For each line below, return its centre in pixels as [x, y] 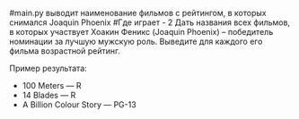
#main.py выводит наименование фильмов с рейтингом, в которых [138, 13]
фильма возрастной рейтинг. [65, 51]
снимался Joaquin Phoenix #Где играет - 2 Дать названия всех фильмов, [149, 22]
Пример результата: [48, 68]
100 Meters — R [52, 85]
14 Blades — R [49, 95]
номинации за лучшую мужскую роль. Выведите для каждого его [136, 41]
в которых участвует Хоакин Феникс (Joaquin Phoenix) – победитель [141, 32]
